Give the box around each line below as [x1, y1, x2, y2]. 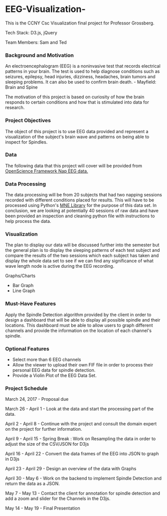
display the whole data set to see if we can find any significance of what [5, 258, 154, 264]
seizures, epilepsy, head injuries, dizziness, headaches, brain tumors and [5, 74, 156, 80]
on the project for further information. [5, 426, 82, 432]
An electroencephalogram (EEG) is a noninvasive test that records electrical [5, 63, 161, 69]
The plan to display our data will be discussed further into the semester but [5, 242, 160, 248]
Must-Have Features [5, 300, 56, 307]
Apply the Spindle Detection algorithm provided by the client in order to [5, 312, 152, 318]
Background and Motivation [5, 51, 74, 58]
